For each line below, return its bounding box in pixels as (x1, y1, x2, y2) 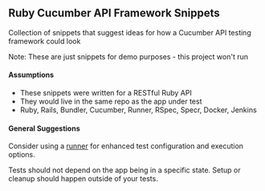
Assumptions (8, 70, 55, 79)
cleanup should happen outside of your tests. (8, 174, 158, 184)
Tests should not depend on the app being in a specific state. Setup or (8, 165, 241, 175)
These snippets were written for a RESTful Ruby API (19, 88, 193, 98)
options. (8, 150, 36, 160)
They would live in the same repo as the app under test (19, 96, 202, 107)
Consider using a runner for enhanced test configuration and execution (8, 141, 243, 151)
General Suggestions (8, 124, 80, 133)
